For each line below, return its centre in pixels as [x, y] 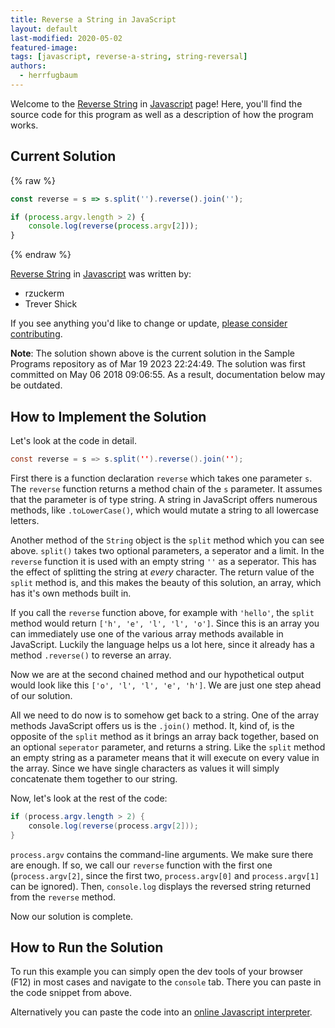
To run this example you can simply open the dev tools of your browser [157, 972]
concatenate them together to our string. [94, 778]
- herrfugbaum [48, 76]
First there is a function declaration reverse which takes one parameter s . [161, 478]
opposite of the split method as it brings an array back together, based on [164, 736]
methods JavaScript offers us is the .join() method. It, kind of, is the [152, 725]
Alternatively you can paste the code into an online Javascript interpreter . [161, 1012]
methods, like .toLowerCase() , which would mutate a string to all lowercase [164, 510]
